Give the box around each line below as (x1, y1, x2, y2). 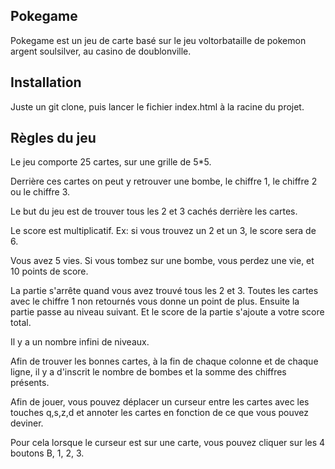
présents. (10, 377, 50, 389)
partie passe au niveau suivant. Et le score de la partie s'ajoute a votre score (10, 306, 325, 318)
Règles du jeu (10, 130, 97, 147)
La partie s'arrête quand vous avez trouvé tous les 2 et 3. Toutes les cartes (10, 285, 319, 297)
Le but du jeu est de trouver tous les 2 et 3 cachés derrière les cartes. (10, 205, 298, 218)
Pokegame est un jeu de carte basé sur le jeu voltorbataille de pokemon (10, 34, 307, 46)
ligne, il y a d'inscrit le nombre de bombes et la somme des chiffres (10, 366, 287, 378)
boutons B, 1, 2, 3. (10, 447, 85, 459)
